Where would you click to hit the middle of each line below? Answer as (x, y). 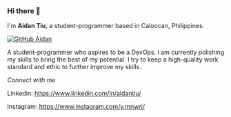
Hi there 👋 (24, 11)
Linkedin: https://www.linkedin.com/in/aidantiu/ (74, 93)
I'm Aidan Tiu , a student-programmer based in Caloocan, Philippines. (106, 26)
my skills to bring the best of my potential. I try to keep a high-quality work (113, 60)
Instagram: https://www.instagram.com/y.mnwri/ (76, 107)
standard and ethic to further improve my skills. (74, 67)
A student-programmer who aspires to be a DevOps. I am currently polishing (116, 52)
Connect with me (31, 80)
